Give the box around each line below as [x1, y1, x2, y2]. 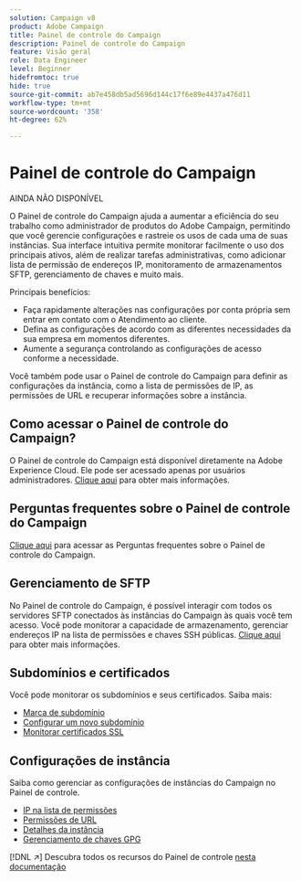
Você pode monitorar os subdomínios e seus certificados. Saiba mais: [9, 689, 272, 700]
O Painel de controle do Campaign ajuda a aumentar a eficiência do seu [9, 211, 279, 222]
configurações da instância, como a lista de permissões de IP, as [9, 380, 254, 391]
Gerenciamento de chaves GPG [22, 833, 141, 845]
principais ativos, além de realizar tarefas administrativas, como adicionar [9, 249, 286, 260]
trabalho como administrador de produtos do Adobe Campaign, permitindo [9, 220, 291, 231]
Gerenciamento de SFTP [9, 576, 150, 591]
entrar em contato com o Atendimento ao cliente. [22, 314, 208, 325]
